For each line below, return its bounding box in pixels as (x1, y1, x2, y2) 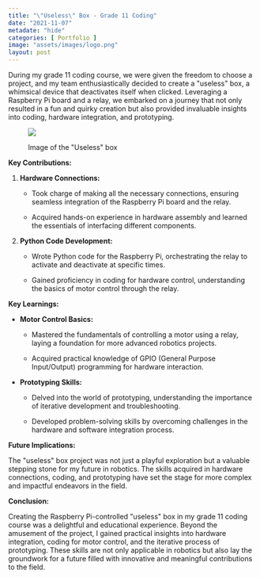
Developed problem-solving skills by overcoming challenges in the (31, 417, 248, 426)
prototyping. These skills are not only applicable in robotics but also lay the (8, 545, 253, 555)
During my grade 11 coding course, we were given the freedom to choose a (8, 71, 253, 79)
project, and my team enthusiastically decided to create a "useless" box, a (8, 78, 251, 88)
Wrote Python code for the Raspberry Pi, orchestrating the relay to (31, 251, 247, 261)
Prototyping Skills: (19, 377, 82, 387)
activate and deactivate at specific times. (31, 260, 166, 270)
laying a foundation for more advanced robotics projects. (31, 339, 217, 347)
